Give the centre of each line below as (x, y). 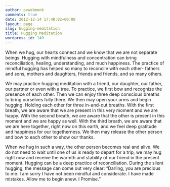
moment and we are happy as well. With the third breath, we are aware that (83, 121)
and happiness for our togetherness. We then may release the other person (84, 132)
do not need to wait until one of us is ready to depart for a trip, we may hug (83, 152)
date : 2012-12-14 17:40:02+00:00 (40, 19)
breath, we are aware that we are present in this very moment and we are (81, 110)
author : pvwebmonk (25, 10)
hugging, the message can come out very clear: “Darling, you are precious (83, 168)
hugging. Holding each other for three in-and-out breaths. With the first (80, 105)
